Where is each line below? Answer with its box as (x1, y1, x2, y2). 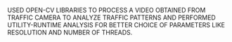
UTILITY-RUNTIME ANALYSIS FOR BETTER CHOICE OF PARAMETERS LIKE (7, 21, 225, 29)
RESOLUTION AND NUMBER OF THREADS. (7, 28, 133, 36)
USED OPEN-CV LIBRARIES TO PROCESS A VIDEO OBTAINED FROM (7, 6, 206, 14)
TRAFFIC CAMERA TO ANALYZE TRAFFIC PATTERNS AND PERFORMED (7, 13, 216, 22)
